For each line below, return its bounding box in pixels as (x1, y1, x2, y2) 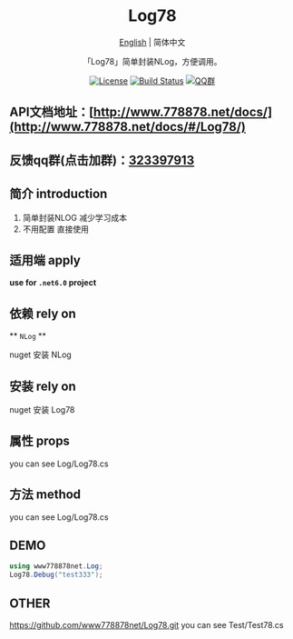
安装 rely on (9, 378, 76, 394)
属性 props (9, 434, 71, 449)
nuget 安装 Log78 (9, 404, 75, 414)
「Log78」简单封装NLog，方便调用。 (83, 55, 222, 66)
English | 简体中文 (119, 36, 186, 47)
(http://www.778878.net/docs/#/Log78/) (9, 119, 247, 135)
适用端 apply (9, 252, 82, 268)
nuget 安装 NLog (9, 349, 73, 360)
